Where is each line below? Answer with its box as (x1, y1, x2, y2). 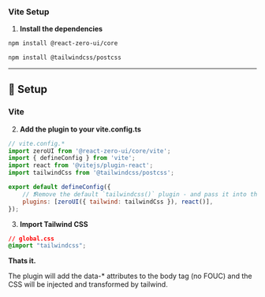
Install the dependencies (19, 24, 103, 34)
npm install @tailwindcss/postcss (8, 54, 122, 61)
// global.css (8, 235, 55, 243)
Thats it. (8, 256, 36, 265)
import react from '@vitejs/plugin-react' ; (8, 161, 154, 169)
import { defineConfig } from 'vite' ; (8, 154, 136, 162)
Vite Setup (8, 6, 50, 17)
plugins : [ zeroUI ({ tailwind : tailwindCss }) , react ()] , (22, 198, 214, 206)
